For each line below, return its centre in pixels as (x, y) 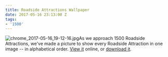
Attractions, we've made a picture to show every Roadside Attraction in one (84, 44)
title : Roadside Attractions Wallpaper (47, 10)
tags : (11, 19)
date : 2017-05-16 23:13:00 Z (36, 15)
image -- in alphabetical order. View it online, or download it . (69, 49)
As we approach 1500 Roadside (112, 38)
